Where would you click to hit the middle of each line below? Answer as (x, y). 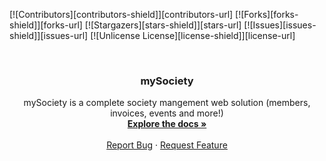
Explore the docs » (167, 124)
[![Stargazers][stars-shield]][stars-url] (163, 25)
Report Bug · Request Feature (167, 145)
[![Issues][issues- (280, 25)
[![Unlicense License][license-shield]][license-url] (193, 35)
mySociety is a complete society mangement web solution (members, (167, 103)
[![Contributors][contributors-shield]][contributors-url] (121, 14)
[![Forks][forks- (267, 14)
